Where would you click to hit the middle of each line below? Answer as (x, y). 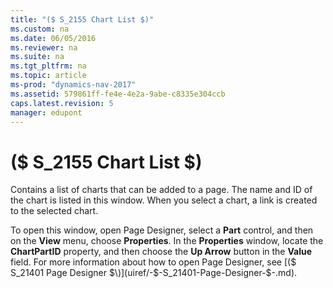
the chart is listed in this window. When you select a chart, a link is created (164, 200)
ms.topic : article (48, 76)
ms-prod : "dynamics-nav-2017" (73, 85)
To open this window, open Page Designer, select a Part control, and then (162, 230)
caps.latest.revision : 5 (62, 103)
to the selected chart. (54, 211)
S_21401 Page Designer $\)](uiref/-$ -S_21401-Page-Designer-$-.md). (154, 273)
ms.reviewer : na (44, 47)
